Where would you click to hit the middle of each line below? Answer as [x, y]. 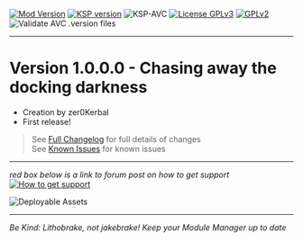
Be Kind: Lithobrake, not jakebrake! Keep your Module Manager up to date [148, 227]
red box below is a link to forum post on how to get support [119, 175]
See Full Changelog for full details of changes [116, 139]
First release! [46, 121]
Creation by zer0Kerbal [66, 112]
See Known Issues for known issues [98, 148]
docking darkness [78, 88]
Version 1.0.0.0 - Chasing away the [143, 68]
